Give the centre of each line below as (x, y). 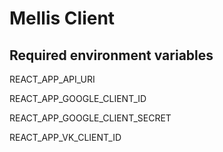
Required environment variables (111, 55)
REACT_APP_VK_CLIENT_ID (65, 137)
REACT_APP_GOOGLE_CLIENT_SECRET (90, 118)
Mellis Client (62, 18)
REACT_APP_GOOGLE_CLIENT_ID (78, 98)
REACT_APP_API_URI (52, 79)
